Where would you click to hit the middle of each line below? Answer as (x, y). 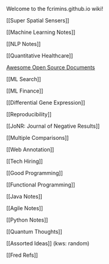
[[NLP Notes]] (24, 44)
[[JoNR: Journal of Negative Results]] (53, 126)
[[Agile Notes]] (25, 208)
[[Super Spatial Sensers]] (38, 20)
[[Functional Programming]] (41, 185)
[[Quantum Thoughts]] (34, 232)
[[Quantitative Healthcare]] (40, 56)
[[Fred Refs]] (22, 255)
